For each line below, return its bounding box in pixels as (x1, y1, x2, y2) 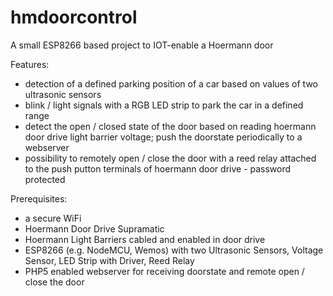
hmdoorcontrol (10, 6, 138, 29)
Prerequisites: (10, 192, 68, 205)
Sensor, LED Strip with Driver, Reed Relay (24, 254, 195, 266)
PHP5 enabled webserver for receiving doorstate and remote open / (24, 265, 305, 277)
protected (24, 173, 66, 185)
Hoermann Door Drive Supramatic (24, 222, 165, 235)
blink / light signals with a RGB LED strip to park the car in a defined (24, 99, 304, 111)
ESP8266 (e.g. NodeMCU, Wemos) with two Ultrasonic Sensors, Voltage (24, 244, 324, 256)
